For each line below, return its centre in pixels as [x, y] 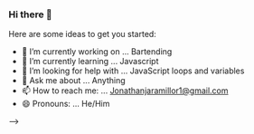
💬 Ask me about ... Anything [73, 81]
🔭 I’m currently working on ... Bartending [97, 52]
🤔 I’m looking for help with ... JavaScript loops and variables [133, 71]
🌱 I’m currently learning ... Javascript [90, 62]
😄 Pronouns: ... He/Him [66, 104]
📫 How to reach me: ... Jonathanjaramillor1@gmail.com [125, 91]
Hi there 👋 [31, 14]
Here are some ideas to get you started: [83, 34]
